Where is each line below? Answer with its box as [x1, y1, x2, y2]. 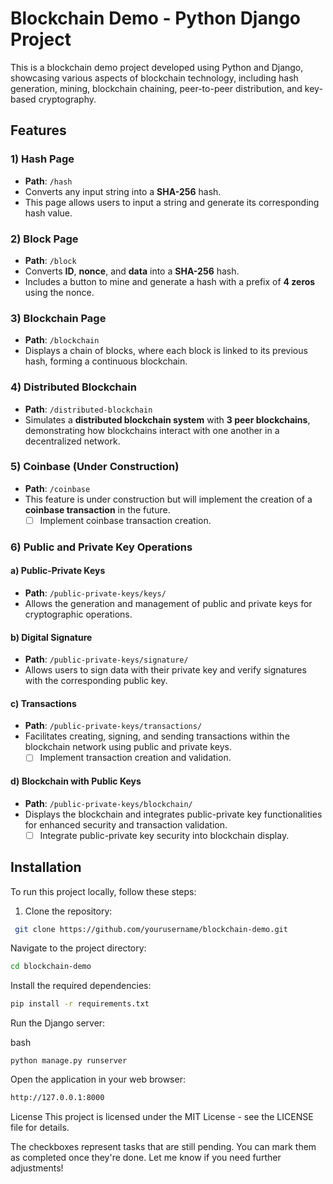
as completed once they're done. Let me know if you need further [10, 1152, 282, 1164]
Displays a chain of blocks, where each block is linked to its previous [24, 345, 308, 357]
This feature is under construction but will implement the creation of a [24, 493, 313, 505]
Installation [10, 859, 82, 876]
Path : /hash [24, 175, 73, 187]
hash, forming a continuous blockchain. [24, 355, 188, 367]
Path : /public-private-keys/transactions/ [24, 720, 203, 732]
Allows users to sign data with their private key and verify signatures [24, 664, 307, 676]
